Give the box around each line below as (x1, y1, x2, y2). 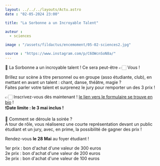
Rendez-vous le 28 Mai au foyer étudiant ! (5, 135, 89, 141)
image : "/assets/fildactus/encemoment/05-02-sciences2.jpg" (5, 42, 131, 48)
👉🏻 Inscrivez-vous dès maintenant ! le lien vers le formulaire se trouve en (5, 94, 153, 100)
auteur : (5, 29, 23, 34)
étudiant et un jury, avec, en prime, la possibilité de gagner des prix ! (5, 126, 142, 132)
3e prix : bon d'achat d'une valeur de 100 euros (5, 155, 100, 161)
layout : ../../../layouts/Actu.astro (5, 7, 81, 12)
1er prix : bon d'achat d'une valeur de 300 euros (5, 145, 101, 151)
